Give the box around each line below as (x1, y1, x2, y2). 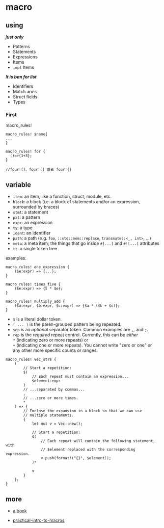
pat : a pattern (12, 214, 41, 220)
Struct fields (12, 94, 38, 100)
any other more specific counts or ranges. (12, 347, 98, 353)
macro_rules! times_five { (5, 282, 61, 287)
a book (12, 507, 27, 514)
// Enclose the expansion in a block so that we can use (23, 409, 142, 414)
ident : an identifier (12, 230, 51, 236)
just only (5, 34, 24, 40)
